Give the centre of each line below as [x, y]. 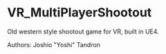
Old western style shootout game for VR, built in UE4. [83, 31]
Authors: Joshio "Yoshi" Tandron [54, 44]
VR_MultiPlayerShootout [80, 13]
